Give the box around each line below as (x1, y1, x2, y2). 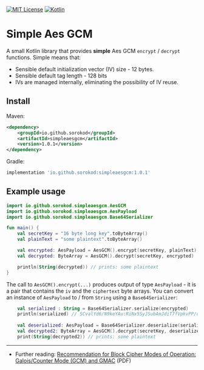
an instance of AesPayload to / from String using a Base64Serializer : (6, 293, 178, 301)
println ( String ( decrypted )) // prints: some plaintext (17, 264, 159, 270)
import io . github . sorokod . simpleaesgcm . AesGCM (6, 202, 126, 208)
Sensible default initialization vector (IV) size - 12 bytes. (15, 65, 154, 73)
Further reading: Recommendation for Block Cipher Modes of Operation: (15, 350, 196, 358)
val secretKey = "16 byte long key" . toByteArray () (17, 230, 148, 237)
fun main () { (6, 225, 39, 231)
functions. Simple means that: (6, 54, 81, 61)
